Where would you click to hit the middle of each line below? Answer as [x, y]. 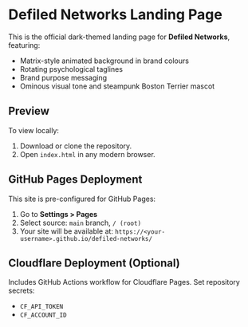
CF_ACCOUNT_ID [43, 315]
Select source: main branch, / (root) [81, 223]
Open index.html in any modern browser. [87, 154]
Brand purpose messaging [63, 77]
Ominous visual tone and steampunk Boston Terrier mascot [117, 86]
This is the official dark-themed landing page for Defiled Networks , [119, 37]
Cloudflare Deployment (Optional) [94, 263]
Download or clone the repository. [76, 146]
